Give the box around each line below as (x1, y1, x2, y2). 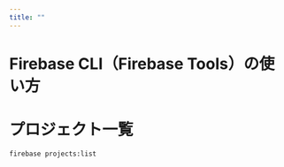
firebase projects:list (9, 149, 97, 158)
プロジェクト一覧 (9, 120, 134, 140)
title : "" (9, 12, 46, 22)
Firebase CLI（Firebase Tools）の (9, 54, 259, 73)
